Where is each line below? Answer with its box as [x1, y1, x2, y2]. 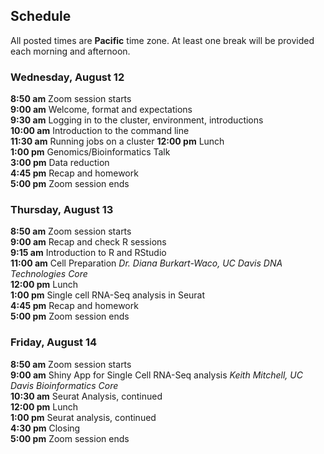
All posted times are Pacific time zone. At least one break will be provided [10, 34, 315, 46]
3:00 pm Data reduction [10, 157, 110, 169]
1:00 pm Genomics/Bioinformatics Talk [10, 146, 171, 158]
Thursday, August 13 [10, 203, 114, 217]
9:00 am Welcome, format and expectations [10, 104, 193, 116]
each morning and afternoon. [10, 45, 131, 57]
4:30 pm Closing [10, 422, 81, 434]
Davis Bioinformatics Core [10, 379, 119, 391]
